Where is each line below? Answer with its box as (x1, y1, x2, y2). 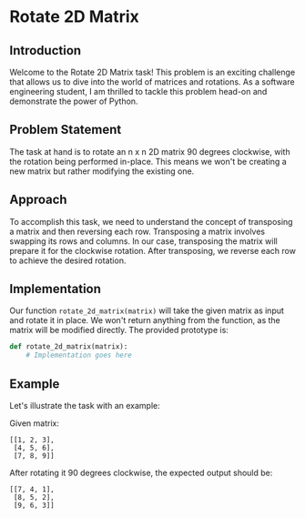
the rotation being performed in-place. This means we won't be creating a (9, 156, 287, 167)
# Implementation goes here (25, 350, 132, 361)
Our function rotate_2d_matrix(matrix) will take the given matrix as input (9, 305, 285, 316)
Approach (9, 192, 67, 208)
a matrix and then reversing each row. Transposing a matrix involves (9, 226, 266, 237)
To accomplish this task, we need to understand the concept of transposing (9, 216, 293, 227)
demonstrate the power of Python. (9, 96, 138, 107)
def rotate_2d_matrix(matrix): (9, 342, 128, 351)
